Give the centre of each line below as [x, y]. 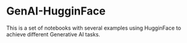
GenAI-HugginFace [56, 11]
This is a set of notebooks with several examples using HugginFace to [94, 28]
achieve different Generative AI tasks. [53, 34]
